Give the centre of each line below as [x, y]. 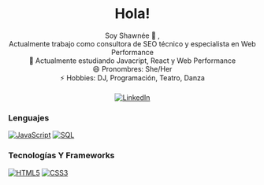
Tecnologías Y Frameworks [61, 156]
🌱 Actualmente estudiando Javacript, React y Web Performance [132, 61]
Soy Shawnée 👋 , [132, 35]
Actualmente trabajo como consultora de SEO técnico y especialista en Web [132, 43]
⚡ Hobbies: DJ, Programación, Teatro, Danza [132, 78]
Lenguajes [29, 117]
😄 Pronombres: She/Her [132, 68]
